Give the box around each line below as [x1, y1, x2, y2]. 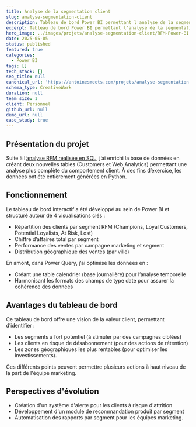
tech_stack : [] [6, 68, 43, 74]
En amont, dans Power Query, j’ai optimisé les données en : [6, 259, 149, 266]
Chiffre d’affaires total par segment [14, 235, 99, 243]
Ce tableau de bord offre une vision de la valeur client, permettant [6, 315, 164, 322]
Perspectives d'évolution [6, 386, 99, 396]
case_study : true [6, 118, 48, 123]
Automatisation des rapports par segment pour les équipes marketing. [14, 414, 184, 421]
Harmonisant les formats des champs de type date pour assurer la [14, 277, 174, 284]
